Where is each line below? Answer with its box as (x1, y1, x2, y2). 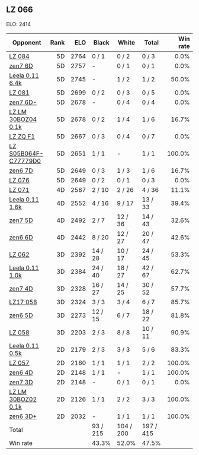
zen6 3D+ (9, 412, 37, 421)
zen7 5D (9, 216, 33, 225)
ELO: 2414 (6, 20, 31, 27)
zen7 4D (9, 285, 33, 293)
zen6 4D (9, 368, 33, 377)
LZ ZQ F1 (9, 132, 36, 140)
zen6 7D (9, 166, 33, 175)
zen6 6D (9, 233, 33, 241)
